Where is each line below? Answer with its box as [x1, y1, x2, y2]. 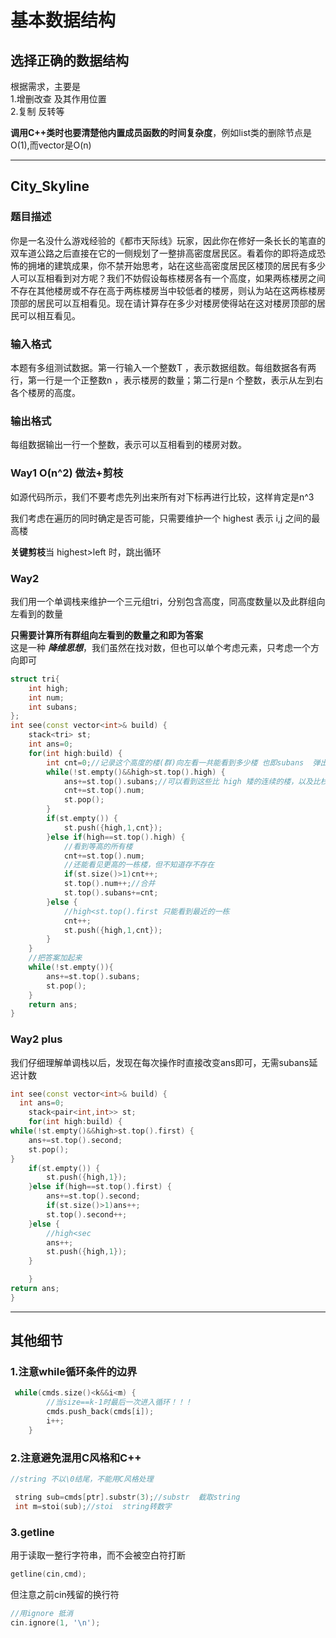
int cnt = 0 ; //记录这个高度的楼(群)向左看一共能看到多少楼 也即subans [46, 757, 305, 768]
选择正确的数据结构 [10, 52, 129, 69]
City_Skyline [10, 178, 90, 195]
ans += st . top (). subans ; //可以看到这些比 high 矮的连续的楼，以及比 [63, 776, 321, 786]
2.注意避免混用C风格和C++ [10, 1451, 142, 1465]
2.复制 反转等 [10, 106, 65, 117]
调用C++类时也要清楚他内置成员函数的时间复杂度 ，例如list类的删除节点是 [10, 127, 313, 138]
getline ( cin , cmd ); [10, 1569, 87, 1580]
